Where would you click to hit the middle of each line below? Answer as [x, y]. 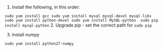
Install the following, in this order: [46, 7]
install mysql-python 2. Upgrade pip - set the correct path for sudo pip [78, 25]
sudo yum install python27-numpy [39, 44]
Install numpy [26, 35]
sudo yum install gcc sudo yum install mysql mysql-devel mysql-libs [78, 16]
